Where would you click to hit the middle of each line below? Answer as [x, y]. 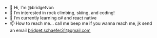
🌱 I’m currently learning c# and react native [53, 18]
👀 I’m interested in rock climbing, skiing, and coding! [62, 13]
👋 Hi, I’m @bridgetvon [32, 8]
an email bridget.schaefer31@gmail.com [50, 30]
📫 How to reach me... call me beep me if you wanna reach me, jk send [81, 23]
